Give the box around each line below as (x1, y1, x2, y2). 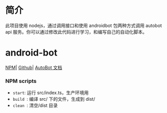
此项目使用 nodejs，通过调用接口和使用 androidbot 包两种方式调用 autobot (5, 22, 162, 29)
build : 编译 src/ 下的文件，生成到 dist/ (12, 96, 96, 102)
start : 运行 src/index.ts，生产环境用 (12, 90, 89, 96)
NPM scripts (5, 77, 37, 84)
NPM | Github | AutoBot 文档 (5, 64, 62, 70)
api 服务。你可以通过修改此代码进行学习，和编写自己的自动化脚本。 (5, 29, 147, 35)
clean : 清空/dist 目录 (12, 102, 58, 108)
